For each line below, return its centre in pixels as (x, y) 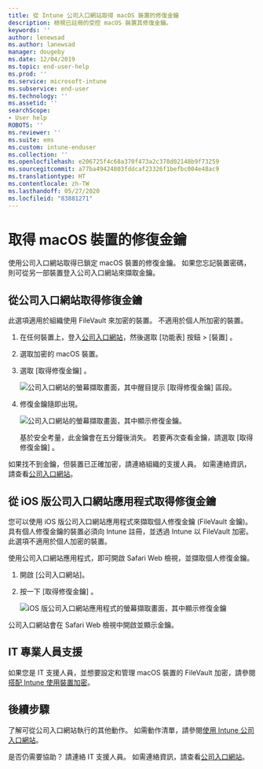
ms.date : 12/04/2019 (42, 60)
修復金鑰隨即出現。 (51, 404)
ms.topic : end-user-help (49, 67)
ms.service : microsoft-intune (58, 81)
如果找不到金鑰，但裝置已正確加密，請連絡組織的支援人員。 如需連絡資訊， (130, 464)
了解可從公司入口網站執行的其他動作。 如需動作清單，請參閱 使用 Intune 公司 (131, 730)
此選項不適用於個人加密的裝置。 (60, 542)
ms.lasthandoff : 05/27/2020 (54, 191)
